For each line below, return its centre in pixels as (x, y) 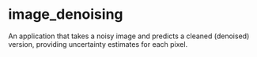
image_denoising (66, 14)
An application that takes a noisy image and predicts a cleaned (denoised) (129, 36)
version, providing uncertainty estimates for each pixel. (98, 44)
